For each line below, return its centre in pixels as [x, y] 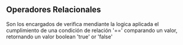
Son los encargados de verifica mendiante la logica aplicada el [82, 24]
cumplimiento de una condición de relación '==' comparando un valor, [92, 30]
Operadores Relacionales [54, 10]
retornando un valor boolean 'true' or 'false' [60, 36]
